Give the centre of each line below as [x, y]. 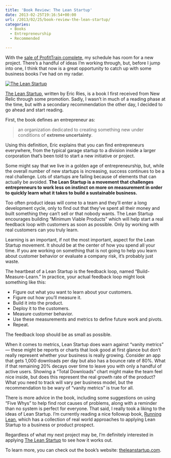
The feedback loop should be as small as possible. [58, 334]
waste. [12, 261]
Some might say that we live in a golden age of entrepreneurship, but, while [85, 165]
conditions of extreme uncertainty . [55, 135]
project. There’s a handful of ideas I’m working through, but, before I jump [83, 63]
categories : [18, 24]
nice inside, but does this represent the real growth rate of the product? [80, 377]
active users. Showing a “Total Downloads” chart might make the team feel [84, 371]
